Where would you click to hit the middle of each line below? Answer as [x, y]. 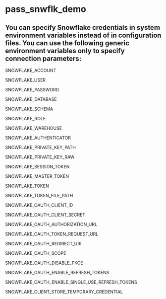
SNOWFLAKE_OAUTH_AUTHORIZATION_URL [51, 224]
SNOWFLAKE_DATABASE [31, 99]
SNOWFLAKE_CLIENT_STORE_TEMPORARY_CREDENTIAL [64, 292]
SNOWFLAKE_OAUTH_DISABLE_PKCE [44, 263]
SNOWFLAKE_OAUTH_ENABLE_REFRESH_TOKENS [57, 272]
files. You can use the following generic [67, 43]
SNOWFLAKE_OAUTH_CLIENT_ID [39, 205]
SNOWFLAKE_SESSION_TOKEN [37, 167]
